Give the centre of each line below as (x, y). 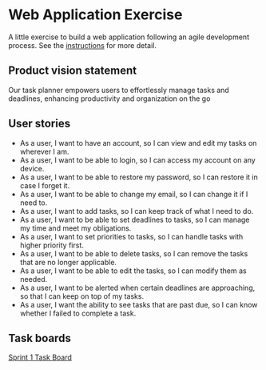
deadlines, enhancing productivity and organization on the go (109, 99)
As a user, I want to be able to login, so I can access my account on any (137, 160)
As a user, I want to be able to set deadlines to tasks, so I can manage (135, 219)
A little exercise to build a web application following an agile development (129, 37)
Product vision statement (73, 71)
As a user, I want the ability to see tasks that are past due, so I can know (139, 304)
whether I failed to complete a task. (78, 313)
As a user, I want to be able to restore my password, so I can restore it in (139, 177)
